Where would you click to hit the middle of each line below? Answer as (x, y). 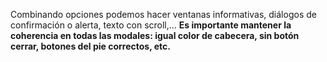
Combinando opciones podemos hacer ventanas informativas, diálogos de (163, 14)
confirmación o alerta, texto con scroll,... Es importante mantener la (151, 25)
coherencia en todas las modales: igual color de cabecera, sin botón (155, 35)
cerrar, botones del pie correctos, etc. (90, 46)
